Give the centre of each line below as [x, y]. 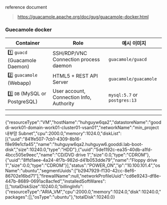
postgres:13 [123, 101]
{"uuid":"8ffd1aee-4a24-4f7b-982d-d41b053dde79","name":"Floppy [75, 160]
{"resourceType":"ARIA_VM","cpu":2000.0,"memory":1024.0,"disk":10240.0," [83, 192]
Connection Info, [72, 97]
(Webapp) [19, 83]
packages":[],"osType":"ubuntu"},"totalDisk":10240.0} [60, 197]
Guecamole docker [29, 29]
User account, [69, 91]
